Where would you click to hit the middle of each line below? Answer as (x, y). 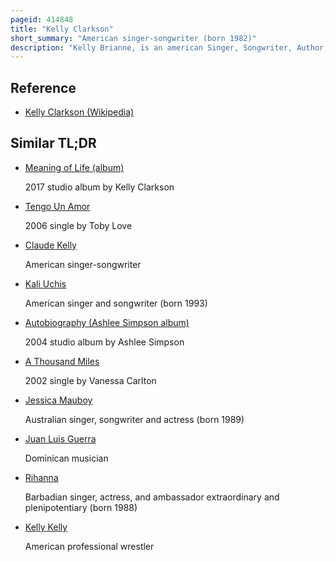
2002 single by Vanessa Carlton (90, 380)
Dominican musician (66, 458)
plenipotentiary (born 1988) (81, 507)
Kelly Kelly (46, 527)
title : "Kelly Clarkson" (62, 29)
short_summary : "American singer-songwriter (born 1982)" (133, 38)
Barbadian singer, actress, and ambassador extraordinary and (152, 497)
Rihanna (41, 477)
